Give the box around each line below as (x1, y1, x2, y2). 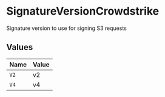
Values (6, 42, 33, 52)
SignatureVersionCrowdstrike (6, 4, 160, 18)
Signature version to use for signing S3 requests (6, 24, 127, 32)
